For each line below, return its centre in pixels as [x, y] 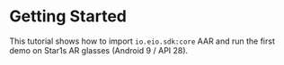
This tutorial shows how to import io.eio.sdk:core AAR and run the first [142, 41]
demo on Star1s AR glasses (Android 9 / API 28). [99, 50]
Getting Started [68, 16]
